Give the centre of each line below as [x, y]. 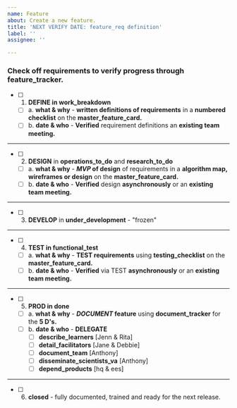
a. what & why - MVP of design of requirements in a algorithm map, [128, 168]
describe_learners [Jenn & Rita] [85, 337]
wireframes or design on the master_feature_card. [103, 176]
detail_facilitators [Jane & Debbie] [89, 345]
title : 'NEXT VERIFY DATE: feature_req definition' [85, 27]
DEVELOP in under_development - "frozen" [92, 220]
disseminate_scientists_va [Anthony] [93, 361]
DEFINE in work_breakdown [69, 102]
